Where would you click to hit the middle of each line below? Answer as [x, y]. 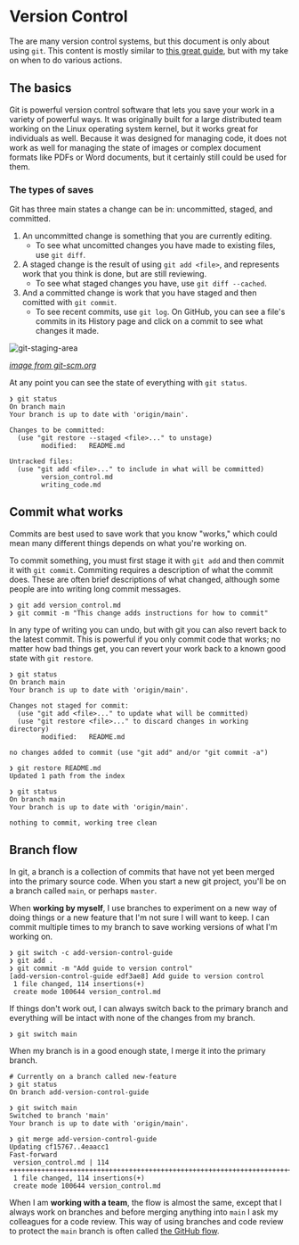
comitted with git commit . [69, 303]
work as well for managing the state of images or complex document [135, 147]
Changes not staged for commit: [69, 705]
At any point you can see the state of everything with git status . [128, 383]
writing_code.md [71, 485]
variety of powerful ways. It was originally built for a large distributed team [145, 119]
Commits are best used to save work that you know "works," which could [143, 534]
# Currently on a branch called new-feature [93, 1076]
